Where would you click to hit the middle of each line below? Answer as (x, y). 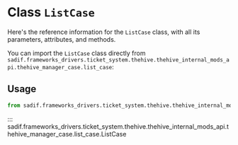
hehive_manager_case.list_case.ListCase (67, 134)
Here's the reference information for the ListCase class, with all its (104, 32)
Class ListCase (51, 12)
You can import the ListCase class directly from (76, 53)
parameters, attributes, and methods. (62, 39)
